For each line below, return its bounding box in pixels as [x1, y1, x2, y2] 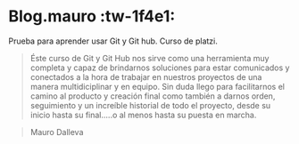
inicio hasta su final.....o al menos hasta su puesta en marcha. [29, 109, 257, 120]
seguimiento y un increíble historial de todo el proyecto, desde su [29, 100, 271, 110]
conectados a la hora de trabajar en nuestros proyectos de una [29, 71, 262, 82]
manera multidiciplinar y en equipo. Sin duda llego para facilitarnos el [29, 81, 285, 92]
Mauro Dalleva [29, 126, 84, 137]
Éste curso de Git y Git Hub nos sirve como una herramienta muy [29, 52, 270, 63]
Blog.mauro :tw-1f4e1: [8, 6, 176, 27]
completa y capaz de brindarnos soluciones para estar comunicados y [29, 62, 290, 73]
